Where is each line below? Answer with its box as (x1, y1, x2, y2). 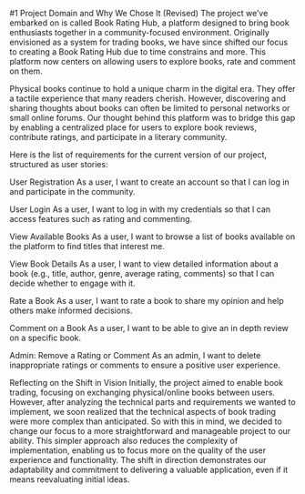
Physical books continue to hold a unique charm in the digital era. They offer (9, 84, 296, 94)
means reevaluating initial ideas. (9, 474, 130, 485)
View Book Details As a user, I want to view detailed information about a (9, 258, 280, 269)
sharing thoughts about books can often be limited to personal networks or (9, 103, 290, 113)
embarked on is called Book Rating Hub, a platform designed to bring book (9, 17, 290, 28)
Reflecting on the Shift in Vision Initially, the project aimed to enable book (9, 378, 284, 388)
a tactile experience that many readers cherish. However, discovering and (9, 93, 287, 104)
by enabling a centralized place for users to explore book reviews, (9, 122, 257, 133)
